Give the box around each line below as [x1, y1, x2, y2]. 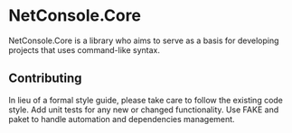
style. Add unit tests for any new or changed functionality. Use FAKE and [8, 104, 279, 115]
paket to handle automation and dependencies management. [8, 113, 236, 124]
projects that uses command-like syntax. [8, 44, 160, 55]
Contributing [8, 71, 82, 86]
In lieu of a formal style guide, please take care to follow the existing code [8, 94, 284, 105]
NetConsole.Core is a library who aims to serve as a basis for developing [8, 35, 279, 46]
